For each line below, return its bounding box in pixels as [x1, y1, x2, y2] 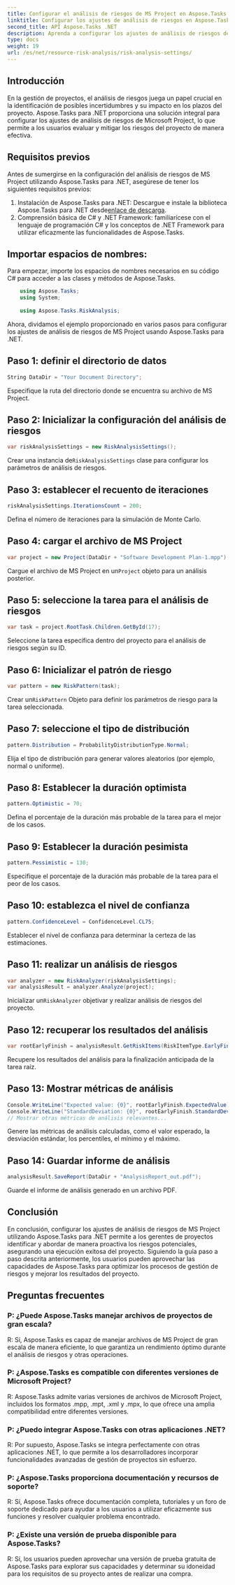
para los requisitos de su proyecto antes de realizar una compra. [7, 1569, 193, 1578]
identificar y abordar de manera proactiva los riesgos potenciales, [7, 1239, 197, 1248]
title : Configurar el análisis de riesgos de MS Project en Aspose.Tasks [7, 10, 227, 17]
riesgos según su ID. [7, 644, 66, 652]
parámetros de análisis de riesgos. [7, 463, 107, 472]
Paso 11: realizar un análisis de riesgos [7, 959, 178, 971]
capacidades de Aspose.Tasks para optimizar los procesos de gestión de [7, 1262, 219, 1270]
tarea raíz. [7, 1062, 36, 1071]
